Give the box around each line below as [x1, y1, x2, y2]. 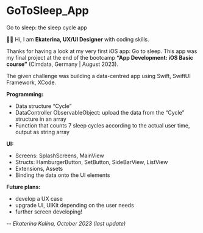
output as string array [15, 128, 70, 135]
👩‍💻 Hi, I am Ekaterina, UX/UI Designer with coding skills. [6, 35, 149, 43]
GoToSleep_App [6, 4, 90, 18]
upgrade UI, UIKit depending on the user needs [15, 201, 134, 209]
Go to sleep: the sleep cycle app [6, 24, 87, 31]
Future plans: [6, 183, 41, 190]
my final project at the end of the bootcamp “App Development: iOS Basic [6, 54, 194, 61]
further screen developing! [15, 208, 82, 215]
